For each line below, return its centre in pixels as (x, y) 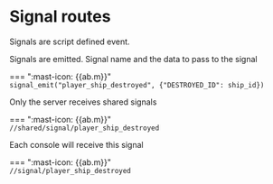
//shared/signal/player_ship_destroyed (85, 128)
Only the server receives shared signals (83, 102)
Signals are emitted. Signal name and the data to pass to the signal (133, 59)
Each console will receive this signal (76, 144)
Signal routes (60, 17)
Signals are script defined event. (70, 41)
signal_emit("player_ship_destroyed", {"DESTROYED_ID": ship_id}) (137, 85)
